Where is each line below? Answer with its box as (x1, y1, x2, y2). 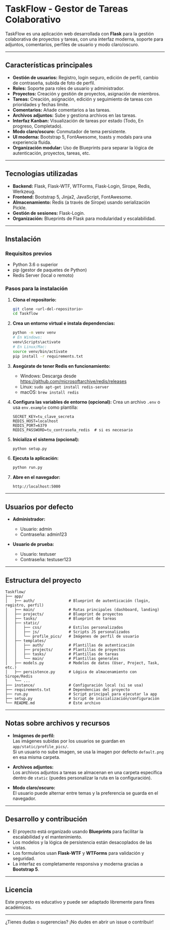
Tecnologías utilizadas (5, 170, 78, 178)
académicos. (5, 905, 32, 911)
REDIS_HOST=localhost (12, 419, 58, 424)
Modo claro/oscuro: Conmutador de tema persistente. (12, 128, 126, 135)
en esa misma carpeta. (12, 754, 61, 760)
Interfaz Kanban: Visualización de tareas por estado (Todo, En (12, 117, 144, 123)
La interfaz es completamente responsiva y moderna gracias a (12, 860, 143, 867)
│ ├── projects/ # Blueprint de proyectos (5, 612, 123, 617)
